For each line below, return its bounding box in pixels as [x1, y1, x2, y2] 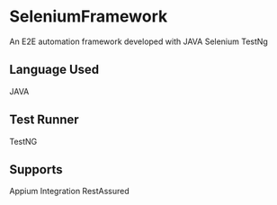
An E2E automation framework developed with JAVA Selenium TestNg [9, 36, 268, 47]
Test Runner [9, 112, 79, 128]
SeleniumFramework [9, 6, 168, 27]
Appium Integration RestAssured [9, 186, 130, 197]
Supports [9, 162, 63, 177]
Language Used [9, 62, 100, 77]
